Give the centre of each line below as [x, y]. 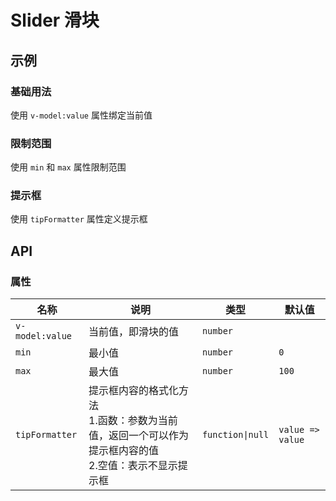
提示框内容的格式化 [134, 391]
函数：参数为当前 [137, 421]
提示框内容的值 [124, 451]
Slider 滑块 [55, 20]
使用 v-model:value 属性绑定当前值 [81, 115]
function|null [235, 435]
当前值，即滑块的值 [134, 332]
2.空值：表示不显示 [133, 466]
